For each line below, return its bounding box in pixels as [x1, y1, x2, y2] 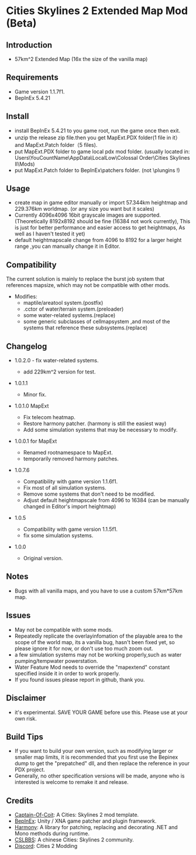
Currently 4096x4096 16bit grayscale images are [14, 211, 133, 218]
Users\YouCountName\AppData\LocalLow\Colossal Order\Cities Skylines [14, 154, 190, 161]
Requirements [6, 72, 59, 83]
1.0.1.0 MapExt [14, 402, 49, 409]
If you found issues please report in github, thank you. [14, 676, 145, 683]
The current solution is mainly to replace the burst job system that [6, 275, 165, 282]
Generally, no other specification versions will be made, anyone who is [14, 772, 185, 779]
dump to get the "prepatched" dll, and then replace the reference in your [14, 760, 190, 767]
